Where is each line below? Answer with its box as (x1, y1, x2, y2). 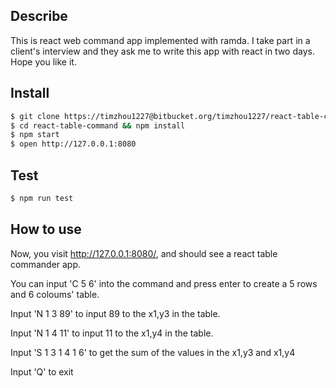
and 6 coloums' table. (10, 288, 100, 300)
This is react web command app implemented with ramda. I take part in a (10, 34, 311, 46)
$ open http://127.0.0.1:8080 (10, 139, 137, 149)
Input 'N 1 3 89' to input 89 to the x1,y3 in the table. (10, 307, 221, 319)
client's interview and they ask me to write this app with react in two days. (10, 45, 315, 57)
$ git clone (10, 111, 60, 121)
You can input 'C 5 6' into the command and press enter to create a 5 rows (10, 277, 318, 289)
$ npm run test (10, 193, 74, 203)
